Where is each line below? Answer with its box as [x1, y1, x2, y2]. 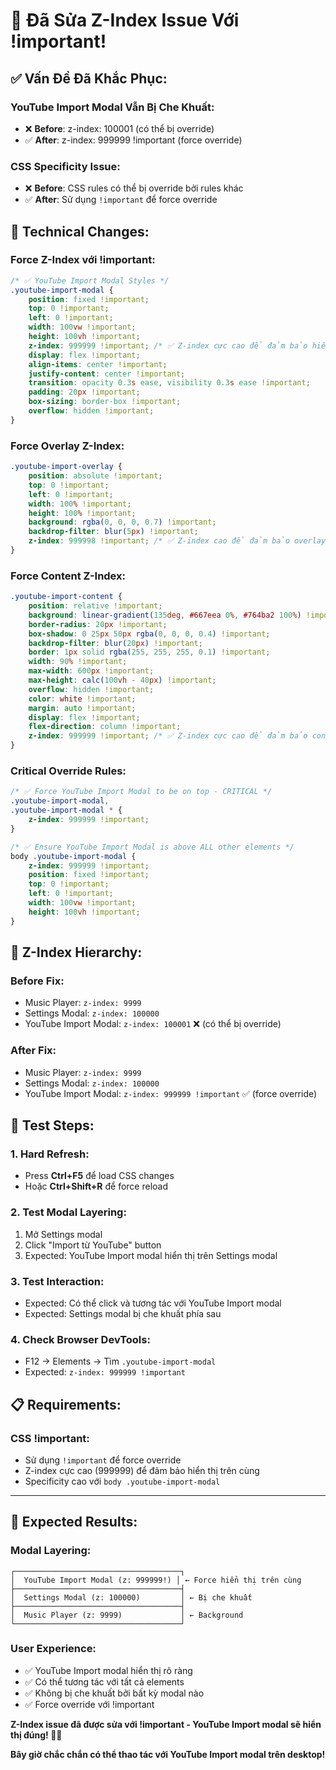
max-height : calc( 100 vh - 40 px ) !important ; [28, 675, 217, 686]
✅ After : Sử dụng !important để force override [24, 194, 218, 206]
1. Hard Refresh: [10, 1147, 90, 1161]
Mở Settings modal [24, 1228, 103, 1240]
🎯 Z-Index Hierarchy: [10, 944, 143, 961]
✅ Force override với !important [24, 1698, 155, 1710]
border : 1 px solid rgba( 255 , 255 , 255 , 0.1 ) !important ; [28, 647, 271, 658]
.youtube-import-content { [10, 592, 123, 602]
